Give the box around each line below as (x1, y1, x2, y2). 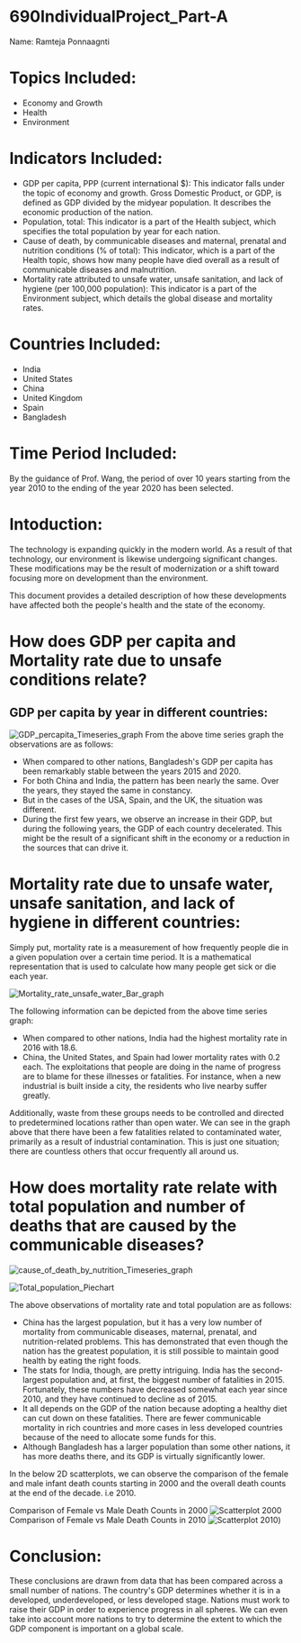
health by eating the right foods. (22, 1355, 142, 1366)
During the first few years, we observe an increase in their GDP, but (22, 813, 272, 824)
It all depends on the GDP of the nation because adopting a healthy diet (22, 1402, 288, 1413)
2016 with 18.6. (22, 1042, 78, 1053)
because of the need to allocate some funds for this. (22, 1431, 217, 1442)
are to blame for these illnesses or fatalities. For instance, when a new (22, 1070, 281, 1082)
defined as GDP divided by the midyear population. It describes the (22, 196, 271, 208)
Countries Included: (9, 334, 162, 354)
